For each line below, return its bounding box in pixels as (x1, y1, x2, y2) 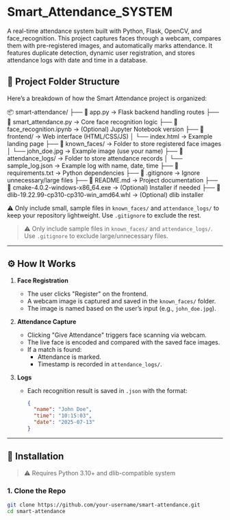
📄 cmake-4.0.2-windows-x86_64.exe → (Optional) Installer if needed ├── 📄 (7, 183, 221, 191)
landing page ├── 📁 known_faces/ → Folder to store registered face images (7, 139, 222, 147)
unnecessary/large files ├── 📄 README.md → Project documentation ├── (7, 176, 218, 184)
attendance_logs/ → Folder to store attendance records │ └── (7, 154, 183, 162)
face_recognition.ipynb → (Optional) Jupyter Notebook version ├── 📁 (7, 125, 204, 133)
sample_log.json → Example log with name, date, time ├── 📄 (7, 161, 179, 169)
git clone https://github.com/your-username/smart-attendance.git (7, 501, 201, 508)
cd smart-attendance (7, 508, 66, 515)
